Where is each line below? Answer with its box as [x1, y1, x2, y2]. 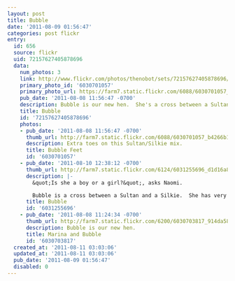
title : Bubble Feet [25, 147, 83, 154]
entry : [7, 36, 27, 43]
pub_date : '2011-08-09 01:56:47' [13, 257, 111, 264]
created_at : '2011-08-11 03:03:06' [13, 244, 117, 251]
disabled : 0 [13, 264, 49, 271]
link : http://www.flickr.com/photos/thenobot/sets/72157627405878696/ [20, 75, 230, 82]
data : [13, 62, 30, 69]
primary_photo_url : [20, 88, 77, 95]
